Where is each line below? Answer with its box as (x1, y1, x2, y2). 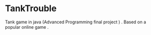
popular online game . (5, 24, 49, 30)
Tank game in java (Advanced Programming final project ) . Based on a (5, 19, 147, 25)
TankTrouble (5, 3, 57, 14)
